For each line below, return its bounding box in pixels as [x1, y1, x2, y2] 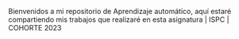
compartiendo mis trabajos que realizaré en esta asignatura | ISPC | [8, 15, 229, 24]
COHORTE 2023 [8, 23, 62, 32]
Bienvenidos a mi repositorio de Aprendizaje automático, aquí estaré [8, 7, 232, 16]
